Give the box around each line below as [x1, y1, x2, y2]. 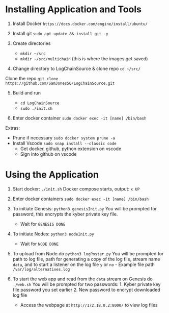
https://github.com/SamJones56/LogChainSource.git [5, 81, 115, 86]
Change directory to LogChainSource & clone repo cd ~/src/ [12, 65, 141, 71]
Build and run [12, 89, 41, 95]
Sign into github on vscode [20, 151, 77, 157]
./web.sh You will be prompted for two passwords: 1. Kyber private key [12, 281, 161, 287]
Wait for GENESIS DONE [20, 221, 66, 227]
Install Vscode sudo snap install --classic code [12, 140, 117, 146]
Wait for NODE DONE [20, 240, 59, 247]
